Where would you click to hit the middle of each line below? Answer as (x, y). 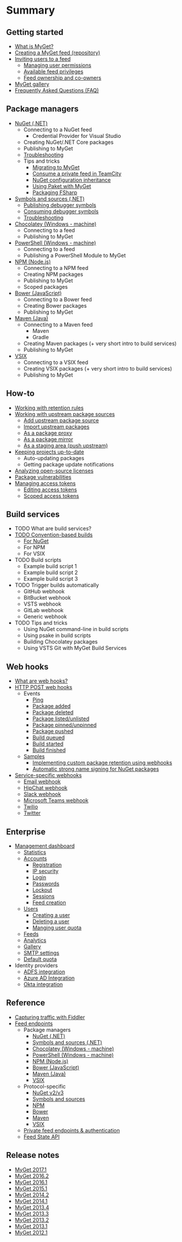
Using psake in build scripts (57, 636)
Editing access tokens (50, 490)
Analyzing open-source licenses (54, 471)
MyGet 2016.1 (31, 1182)
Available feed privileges (53, 71)
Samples (34, 757)
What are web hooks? (41, 681)
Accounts (35, 858)
